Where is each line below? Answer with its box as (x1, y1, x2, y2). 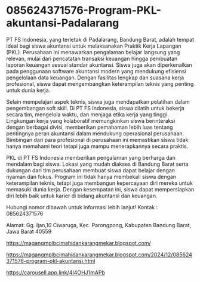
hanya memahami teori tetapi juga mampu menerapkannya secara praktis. (6, 142, 189, 150)
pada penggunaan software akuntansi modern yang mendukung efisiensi (6, 67, 186, 75)
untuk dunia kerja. (6, 86, 51, 94)
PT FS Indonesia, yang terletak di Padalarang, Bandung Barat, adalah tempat (6, 36, 195, 43)
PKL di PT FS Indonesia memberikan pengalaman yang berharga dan (6, 154, 176, 161)
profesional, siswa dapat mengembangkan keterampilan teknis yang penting (6, 80, 194, 87)
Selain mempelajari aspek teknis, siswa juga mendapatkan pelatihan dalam (6, 98, 190, 105)
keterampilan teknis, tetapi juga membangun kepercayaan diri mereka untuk (6, 179, 193, 187)
